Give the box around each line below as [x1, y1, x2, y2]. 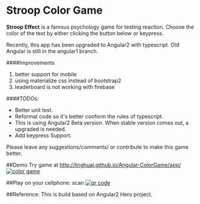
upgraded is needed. [14, 125, 67, 132]
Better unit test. [14, 106, 53, 113]
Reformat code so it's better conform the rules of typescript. [14, 113, 164, 120]
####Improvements [6, 59, 55, 66]
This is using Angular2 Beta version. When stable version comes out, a [14, 119, 189, 126]
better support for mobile [14, 70, 77, 78]
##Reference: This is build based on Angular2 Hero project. [6, 190, 153, 197]
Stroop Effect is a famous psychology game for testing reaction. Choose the [6, 23, 194, 30]
